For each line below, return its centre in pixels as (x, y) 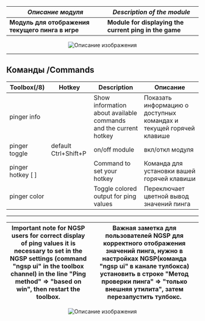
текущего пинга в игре (44, 30)
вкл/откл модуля (169, 149)
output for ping (115, 196)
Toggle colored (115, 188)
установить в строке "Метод (144, 273)
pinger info (25, 117)
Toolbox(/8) (27, 87)
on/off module (114, 149)
